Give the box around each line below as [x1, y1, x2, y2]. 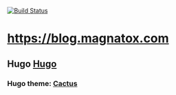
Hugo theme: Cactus [7, 78, 78, 88]
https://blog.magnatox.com [7, 31, 170, 46]
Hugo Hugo [7, 58, 57, 70]
